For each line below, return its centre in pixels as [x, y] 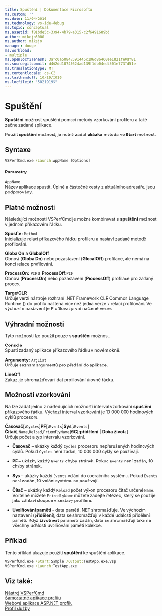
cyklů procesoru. [22, 417]
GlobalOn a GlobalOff [27, 253]
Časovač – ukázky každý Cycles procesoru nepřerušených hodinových [83, 446]
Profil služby [18, 608]
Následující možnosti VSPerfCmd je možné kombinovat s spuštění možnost [81, 219]
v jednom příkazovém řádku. [34, 224]
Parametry [16, 172]
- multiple [16, 55]
